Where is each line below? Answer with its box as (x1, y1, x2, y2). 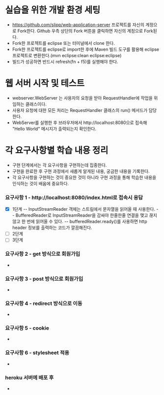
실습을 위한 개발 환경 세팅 (5, 4, 101, 16)
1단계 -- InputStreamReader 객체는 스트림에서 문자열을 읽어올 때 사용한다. (12, 206, 156, 212)
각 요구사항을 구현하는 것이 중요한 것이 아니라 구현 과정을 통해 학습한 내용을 (12, 174, 157, 180)
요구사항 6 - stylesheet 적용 (5, 349, 70, 356)
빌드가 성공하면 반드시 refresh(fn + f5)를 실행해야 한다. (12, 59, 119, 65)
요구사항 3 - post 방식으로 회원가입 (5, 275, 83, 282)
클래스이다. (25, 101, 47, 107)
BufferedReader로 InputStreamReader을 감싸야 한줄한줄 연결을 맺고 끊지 (15, 212, 158, 218)
